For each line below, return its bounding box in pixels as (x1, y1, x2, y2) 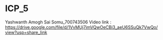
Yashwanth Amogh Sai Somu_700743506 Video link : (5, 19, 112, 25)
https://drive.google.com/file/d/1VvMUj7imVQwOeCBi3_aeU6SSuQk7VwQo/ (5, 24, 158, 30)
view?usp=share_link (5, 29, 47, 35)
